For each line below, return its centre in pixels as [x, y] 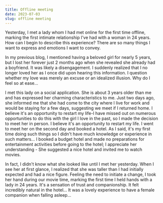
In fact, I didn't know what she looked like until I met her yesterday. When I [80, 164]
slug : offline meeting [28, 18]
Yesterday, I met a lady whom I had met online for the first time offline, [75, 33]
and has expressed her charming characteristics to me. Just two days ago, [80, 98]
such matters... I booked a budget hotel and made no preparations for [75, 139]
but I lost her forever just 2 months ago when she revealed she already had [80, 63]
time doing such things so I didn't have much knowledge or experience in [79, 134]
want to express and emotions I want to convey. [53, 48]
